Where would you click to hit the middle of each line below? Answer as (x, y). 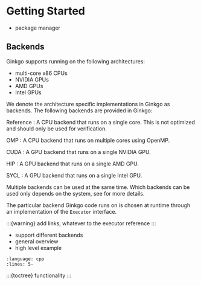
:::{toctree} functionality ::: (39, 275)
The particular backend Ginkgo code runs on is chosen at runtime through (98, 205)
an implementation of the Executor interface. (62, 211)
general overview (37, 241)
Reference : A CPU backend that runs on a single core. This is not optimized (101, 122)
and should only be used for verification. (56, 129)
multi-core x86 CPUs (41, 73)
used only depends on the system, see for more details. (75, 193)
